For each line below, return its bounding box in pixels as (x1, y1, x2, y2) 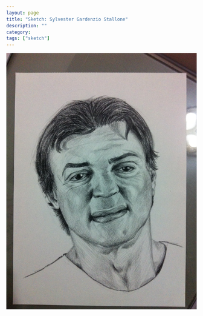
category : (6, 29, 31, 35)
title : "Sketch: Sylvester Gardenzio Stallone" (6, 16, 129, 22)
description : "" (6, 22, 47, 29)
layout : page (6, 10, 39, 16)
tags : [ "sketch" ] (6, 35, 50, 42)
